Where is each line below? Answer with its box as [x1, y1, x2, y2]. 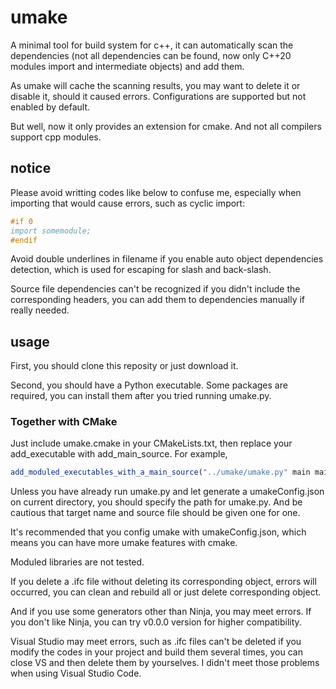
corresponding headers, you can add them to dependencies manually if [10, 294, 306, 306]
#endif [10, 235, 38, 245]
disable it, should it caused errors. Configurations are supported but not [10, 90, 307, 102]
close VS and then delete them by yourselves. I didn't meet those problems [10, 657, 320, 669]
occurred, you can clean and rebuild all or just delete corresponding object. [10, 586, 322, 598]
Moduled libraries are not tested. [10, 556, 145, 568]
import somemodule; [10, 226, 92, 236]
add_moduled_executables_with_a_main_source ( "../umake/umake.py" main [10, 467, 311, 478]
